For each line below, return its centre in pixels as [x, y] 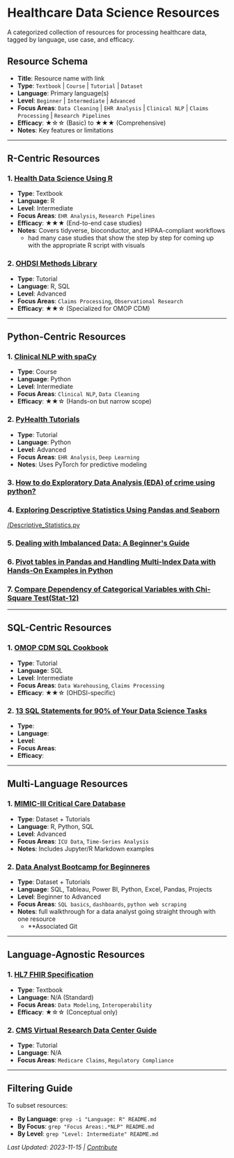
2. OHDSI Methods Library [52, 264]
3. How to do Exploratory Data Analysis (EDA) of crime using [111, 482]
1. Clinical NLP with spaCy [52, 357]
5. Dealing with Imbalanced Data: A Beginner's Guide [99, 543]
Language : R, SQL [44, 286]
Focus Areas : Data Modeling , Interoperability [85, 1005]
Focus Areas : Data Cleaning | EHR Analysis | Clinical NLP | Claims [113, 108]
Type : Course [37, 372]
